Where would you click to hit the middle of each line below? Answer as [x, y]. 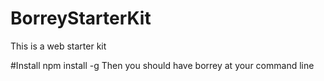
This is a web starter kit [58, 46]
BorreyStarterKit [81, 18]
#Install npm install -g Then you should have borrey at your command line [162, 65]
